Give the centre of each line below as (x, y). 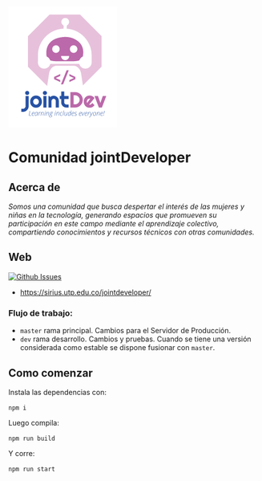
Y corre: (22, 453)
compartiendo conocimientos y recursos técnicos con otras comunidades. (131, 232)
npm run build (32, 438)
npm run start (32, 469)
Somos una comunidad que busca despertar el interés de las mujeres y (127, 206)
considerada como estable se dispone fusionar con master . (117, 348)
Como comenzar (51, 373)
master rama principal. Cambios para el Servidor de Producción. (125, 331)
